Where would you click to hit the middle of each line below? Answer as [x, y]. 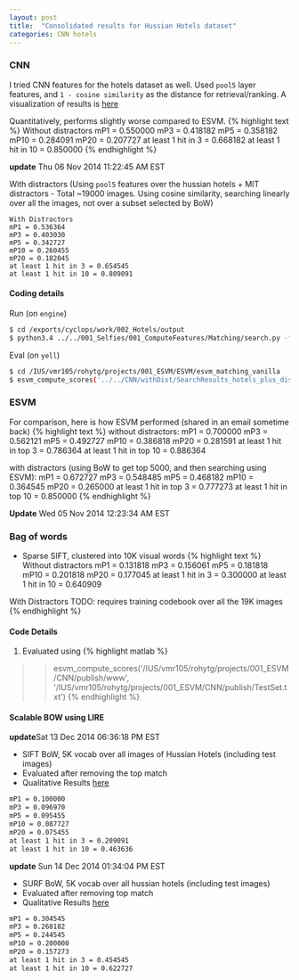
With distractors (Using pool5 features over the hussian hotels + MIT [134, 184]
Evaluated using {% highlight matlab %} [95, 651]
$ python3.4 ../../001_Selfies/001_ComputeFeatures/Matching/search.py [145, 338]
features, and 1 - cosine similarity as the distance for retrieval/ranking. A [148, 94]
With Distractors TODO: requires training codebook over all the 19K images [146, 601]
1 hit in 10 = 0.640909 [62, 584]
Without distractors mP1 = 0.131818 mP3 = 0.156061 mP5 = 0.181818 [145, 565]
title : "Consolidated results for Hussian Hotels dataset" [123, 26]
